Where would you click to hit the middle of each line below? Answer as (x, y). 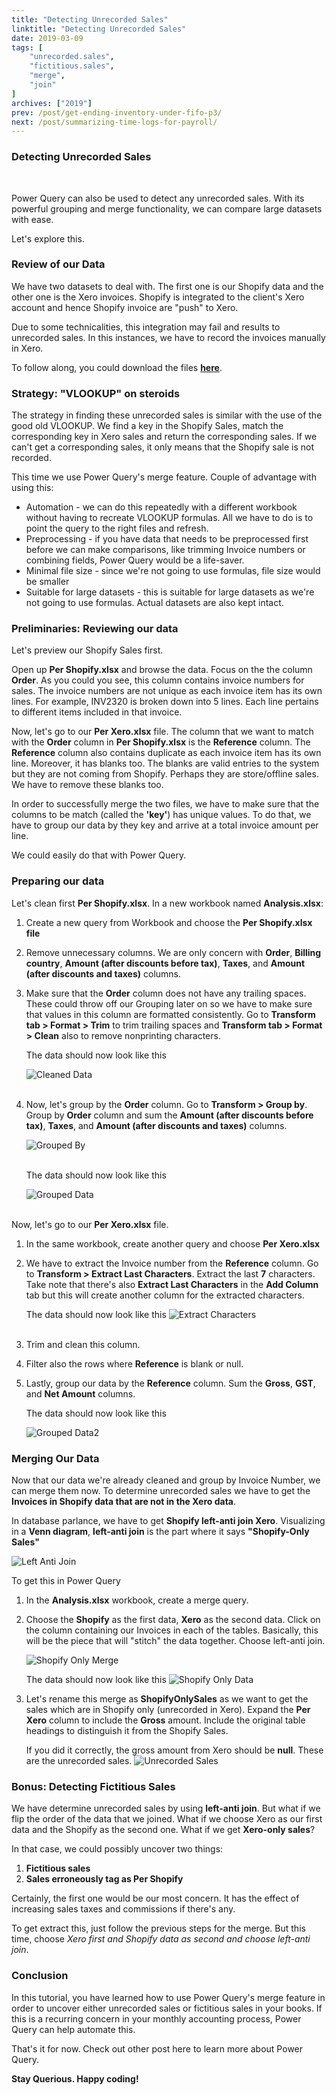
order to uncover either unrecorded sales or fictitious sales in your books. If (167, 2008)
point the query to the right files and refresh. (117, 528)
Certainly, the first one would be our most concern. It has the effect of (155, 1898)
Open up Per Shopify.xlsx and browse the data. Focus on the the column (162, 670)
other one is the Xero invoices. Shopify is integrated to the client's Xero (158, 297)
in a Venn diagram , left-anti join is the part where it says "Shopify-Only (160, 1532)
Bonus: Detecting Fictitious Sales (93, 1786)
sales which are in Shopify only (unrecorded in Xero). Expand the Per (168, 1710)
